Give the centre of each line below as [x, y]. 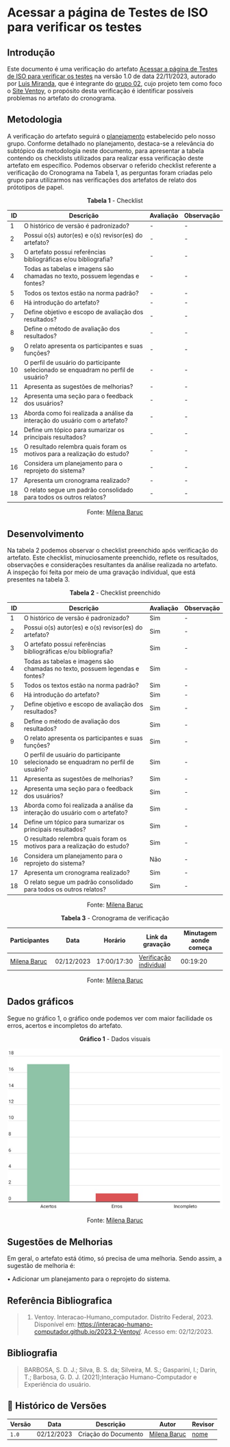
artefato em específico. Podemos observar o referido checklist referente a [112, 165]
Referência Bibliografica [60, 1301]
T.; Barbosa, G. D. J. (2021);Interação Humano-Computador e [110, 1377]
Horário [115, 940]
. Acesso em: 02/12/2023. [177, 1331]
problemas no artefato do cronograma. [62, 98]
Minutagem [201, 933]
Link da [157, 937]
